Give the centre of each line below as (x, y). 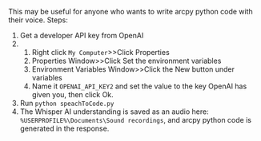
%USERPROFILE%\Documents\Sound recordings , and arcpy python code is (136, 120)
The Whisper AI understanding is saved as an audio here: (114, 112)
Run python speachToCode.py (67, 103)
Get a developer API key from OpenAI (82, 35)
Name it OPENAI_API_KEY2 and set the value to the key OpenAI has (139, 86)
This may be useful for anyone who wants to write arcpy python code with (131, 12)
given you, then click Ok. (72, 94)
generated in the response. (64, 128)
